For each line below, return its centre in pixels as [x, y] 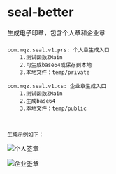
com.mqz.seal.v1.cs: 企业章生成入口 [57, 86]
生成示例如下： [26, 135]
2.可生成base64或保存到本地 [56, 65]
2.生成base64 [38, 101]
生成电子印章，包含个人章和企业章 [56, 32]
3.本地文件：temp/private [55, 72]
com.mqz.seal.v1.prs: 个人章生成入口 [58, 50]
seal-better [41, 12]
